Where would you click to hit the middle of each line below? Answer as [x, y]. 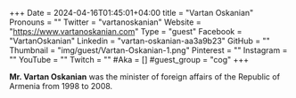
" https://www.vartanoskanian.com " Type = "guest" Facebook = [126, 31]
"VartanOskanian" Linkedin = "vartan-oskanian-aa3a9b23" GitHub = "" [140, 41]
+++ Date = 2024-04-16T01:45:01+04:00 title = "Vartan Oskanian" [132, 13]
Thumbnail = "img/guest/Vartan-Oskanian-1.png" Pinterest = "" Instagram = [148, 50]
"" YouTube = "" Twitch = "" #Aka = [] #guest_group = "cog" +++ [129, 60]
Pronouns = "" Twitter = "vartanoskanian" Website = [106, 22]
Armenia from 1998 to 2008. [61, 86]
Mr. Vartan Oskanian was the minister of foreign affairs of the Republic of [145, 77]
